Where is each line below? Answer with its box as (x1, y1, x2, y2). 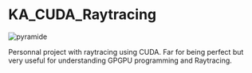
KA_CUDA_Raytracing (8, 6, 157, 24)
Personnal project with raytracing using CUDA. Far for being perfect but (8, 47, 244, 56)
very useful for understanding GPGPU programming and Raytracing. (8, 56, 233, 65)
